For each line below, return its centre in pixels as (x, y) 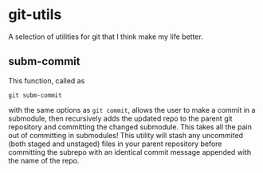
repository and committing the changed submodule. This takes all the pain (130, 127)
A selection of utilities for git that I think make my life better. (106, 37)
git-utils (35, 15)
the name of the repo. (44, 160)
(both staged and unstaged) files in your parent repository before (115, 144)
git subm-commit (35, 95)
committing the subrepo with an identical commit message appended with (130, 152)
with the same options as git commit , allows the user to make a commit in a (132, 110)
